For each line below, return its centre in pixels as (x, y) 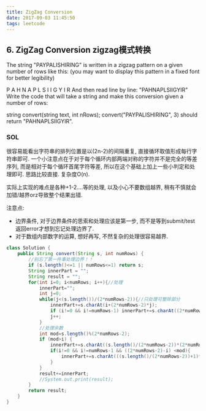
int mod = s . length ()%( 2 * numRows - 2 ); (85, 334)
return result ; (48, 391)
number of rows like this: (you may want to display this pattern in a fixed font (103, 72)
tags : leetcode (26, 23)
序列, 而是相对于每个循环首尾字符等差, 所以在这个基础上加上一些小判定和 (98, 167)
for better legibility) (31, 78)
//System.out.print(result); (76, 379)
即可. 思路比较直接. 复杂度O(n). (51, 174)
